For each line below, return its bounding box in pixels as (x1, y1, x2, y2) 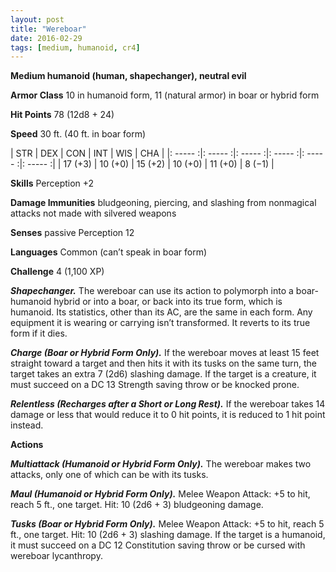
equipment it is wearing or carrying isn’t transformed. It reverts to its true (10, 317, 311, 329)
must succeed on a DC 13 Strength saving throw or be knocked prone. (10, 379, 300, 391)
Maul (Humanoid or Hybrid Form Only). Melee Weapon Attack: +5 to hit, (10, 488, 311, 500)
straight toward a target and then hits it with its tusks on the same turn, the (10, 357, 318, 370)
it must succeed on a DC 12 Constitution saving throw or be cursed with (10, 539, 306, 551)
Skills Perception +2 (10, 177, 95, 190)
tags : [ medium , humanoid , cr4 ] (10, 42, 141, 53)
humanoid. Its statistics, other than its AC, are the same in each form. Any (10, 306, 313, 318)
